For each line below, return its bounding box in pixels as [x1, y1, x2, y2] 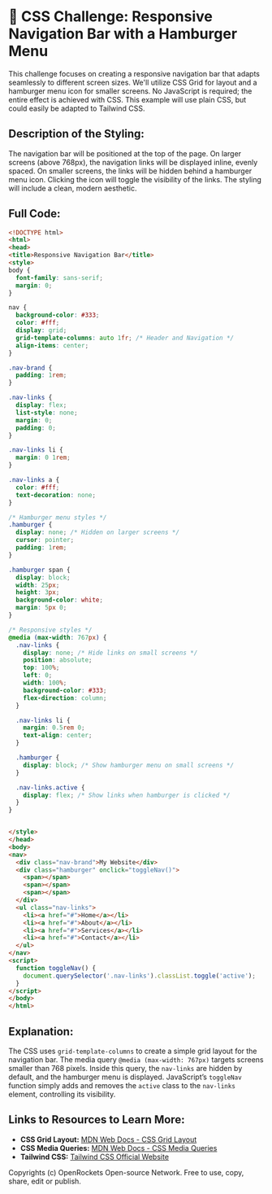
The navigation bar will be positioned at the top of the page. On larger [8, 148, 242, 158]
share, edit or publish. [8, 1176, 81, 1186]
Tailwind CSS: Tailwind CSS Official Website [19, 1152, 169, 1161]
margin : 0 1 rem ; [15, 453, 71, 462]
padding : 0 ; [15, 423, 57, 432]
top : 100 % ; [23, 663, 60, 672]
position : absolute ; [23, 656, 93, 664]
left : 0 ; [23, 671, 53, 680]
